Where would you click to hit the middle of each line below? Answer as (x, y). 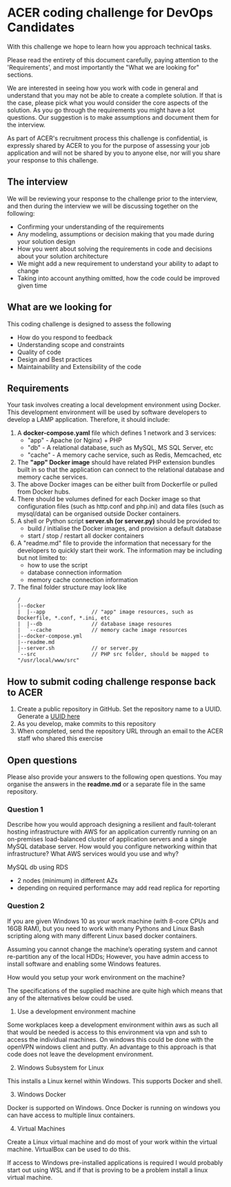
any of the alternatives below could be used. (70, 998)
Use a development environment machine (76, 1011)
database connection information (74, 572)
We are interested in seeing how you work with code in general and (103, 88)
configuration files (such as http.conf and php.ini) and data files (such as (120, 507)
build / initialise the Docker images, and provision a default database (124, 529)
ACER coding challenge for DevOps (110, 13)
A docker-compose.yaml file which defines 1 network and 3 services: (117, 433)
